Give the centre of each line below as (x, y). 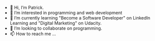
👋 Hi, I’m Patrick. (27, 8)
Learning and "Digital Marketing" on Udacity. (56, 23)
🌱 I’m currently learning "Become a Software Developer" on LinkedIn (80, 18)
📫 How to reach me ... (33, 34)
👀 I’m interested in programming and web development (66, 13)
